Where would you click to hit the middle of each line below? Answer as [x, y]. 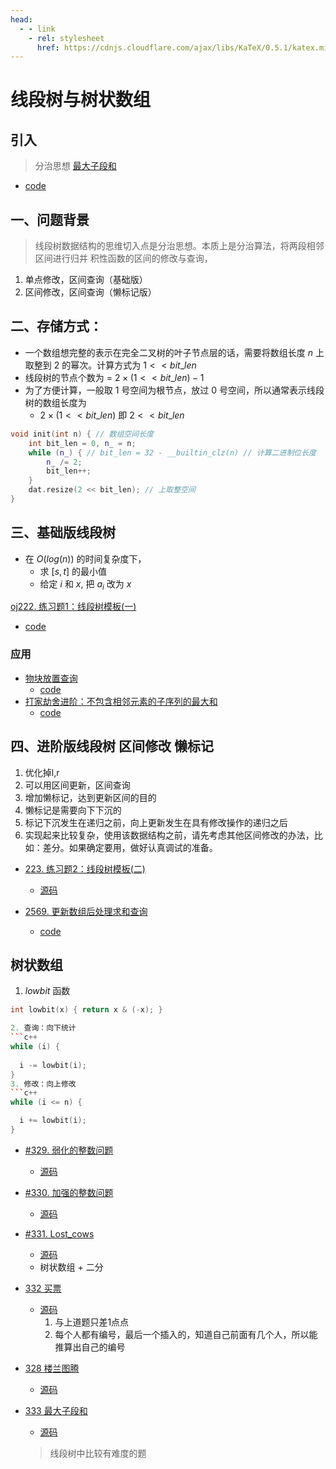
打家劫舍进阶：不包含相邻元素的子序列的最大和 [121, 701]
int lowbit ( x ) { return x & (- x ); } [86, 1010]
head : [21, 19]
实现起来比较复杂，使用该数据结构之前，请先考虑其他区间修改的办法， [169, 835]
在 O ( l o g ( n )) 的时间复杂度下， [85, 558]
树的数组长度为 [55, 402]
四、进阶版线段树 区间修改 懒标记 [112, 746]
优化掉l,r [42, 772]
